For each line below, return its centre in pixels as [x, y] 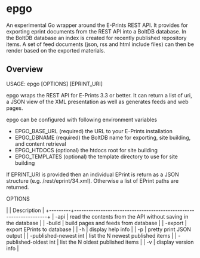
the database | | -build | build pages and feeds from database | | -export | [96, 223]
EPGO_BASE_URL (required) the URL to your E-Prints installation [94, 131]
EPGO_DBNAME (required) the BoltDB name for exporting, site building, [103, 137]
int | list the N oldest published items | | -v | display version [121, 242]
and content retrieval [41, 144]
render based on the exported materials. [56, 50]
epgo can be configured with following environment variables [81, 119]
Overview [25, 70]
